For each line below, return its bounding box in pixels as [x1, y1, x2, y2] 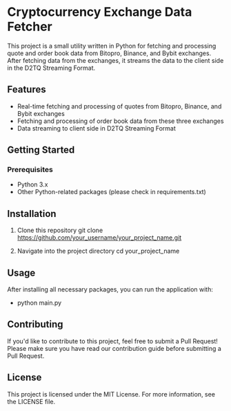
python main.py [17, 298, 62, 307]
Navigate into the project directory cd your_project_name [17, 247, 180, 256]
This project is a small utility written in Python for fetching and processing [7, 41, 217, 50]
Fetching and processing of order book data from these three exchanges [17, 117, 224, 125]
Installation [7, 208, 57, 220]
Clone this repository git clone [17, 226, 103, 235]
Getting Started [7, 144, 75, 156]
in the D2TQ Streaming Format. [7, 64, 96, 72]
